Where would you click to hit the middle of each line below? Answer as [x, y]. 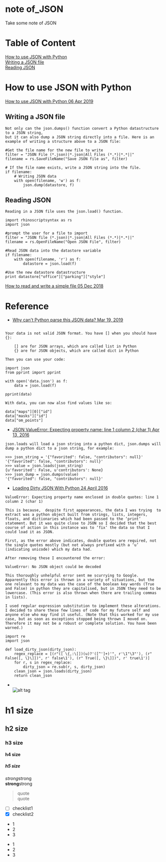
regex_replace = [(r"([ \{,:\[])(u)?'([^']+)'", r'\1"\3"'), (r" [83, 654]
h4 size [13, 755]
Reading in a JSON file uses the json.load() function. [64, 212]
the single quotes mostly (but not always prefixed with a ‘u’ [72, 545]
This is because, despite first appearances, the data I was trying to [83, 510]
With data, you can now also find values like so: [59, 403]
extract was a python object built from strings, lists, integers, [77, 515]
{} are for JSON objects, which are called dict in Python [77, 351]
